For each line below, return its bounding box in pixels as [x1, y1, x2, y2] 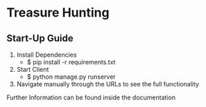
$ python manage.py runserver [26, 72, 116, 81]
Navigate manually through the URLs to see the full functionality [16, 80, 199, 88]
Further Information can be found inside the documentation [6, 93, 176, 101]
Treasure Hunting [6, 5, 110, 21]
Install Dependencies [16, 50, 77, 59]
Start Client [16, 66, 49, 73]
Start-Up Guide [6, 32, 74, 44]
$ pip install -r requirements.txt [26, 58, 116, 66]
